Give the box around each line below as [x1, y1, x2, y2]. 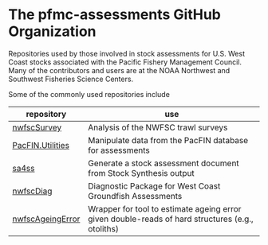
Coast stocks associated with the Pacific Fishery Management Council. [8, 57, 242, 67]
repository [26, 108, 67, 119]
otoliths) [87, 223, 120, 234]
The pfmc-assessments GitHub [8, 6, 221, 24]
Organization [8, 22, 97, 41]
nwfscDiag [12, 185, 53, 196]
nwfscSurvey [12, 122, 62, 133]
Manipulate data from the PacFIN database [87, 134, 249, 146]
